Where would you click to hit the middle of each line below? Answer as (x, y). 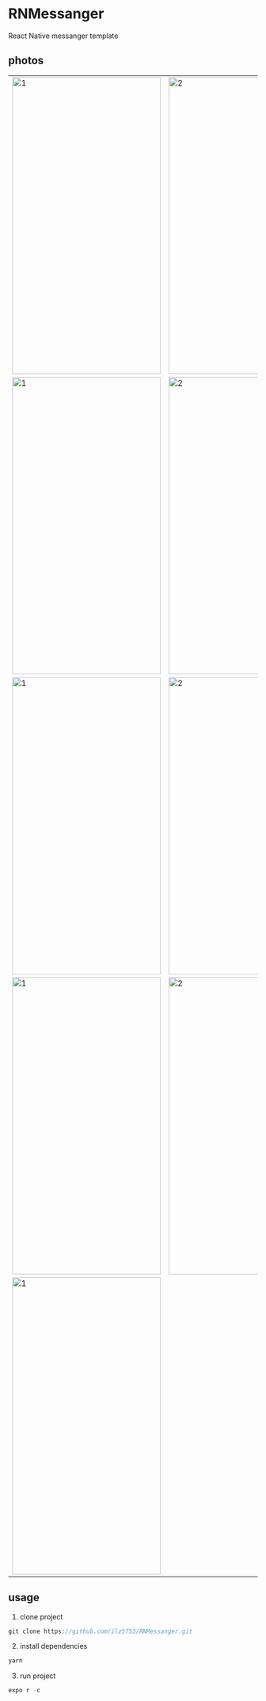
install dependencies (53, 1646)
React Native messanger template (63, 36)
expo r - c (25, 1691)
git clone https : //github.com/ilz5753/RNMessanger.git (101, 1631)
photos (26, 61)
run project (38, 1676)
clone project (41, 1616)
